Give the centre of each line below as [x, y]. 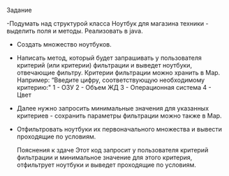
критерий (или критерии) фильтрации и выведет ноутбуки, [104, 65]
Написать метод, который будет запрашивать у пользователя [109, 58]
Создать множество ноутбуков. [64, 44]
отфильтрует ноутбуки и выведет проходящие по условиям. [106, 165]
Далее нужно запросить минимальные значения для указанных [113, 108]
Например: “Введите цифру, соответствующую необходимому [111, 80]
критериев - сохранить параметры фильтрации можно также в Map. [119, 115]
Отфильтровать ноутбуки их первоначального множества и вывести [119, 129]
